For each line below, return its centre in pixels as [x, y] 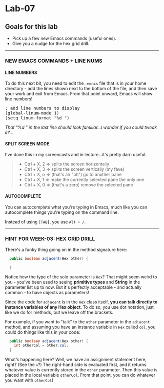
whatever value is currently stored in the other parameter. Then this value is [81, 370]
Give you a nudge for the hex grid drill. [51, 44]
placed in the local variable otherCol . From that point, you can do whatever [80, 375]
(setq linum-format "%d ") [37, 118]
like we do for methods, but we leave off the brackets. [59, 312]
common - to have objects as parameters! [47, 292]
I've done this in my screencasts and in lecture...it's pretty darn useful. [76, 155]
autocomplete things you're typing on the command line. [62, 212]
